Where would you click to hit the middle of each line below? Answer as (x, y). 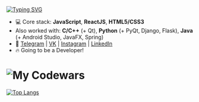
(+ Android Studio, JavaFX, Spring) (59, 37)
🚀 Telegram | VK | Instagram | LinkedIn (64, 44)
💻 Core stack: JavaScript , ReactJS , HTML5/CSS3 (80, 22)
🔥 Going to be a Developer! (49, 50)
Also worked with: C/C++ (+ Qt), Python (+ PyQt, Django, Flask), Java (104, 30)
